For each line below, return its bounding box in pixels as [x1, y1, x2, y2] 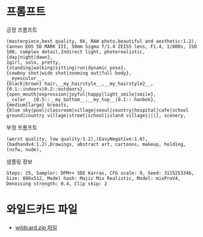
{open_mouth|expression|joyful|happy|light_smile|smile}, [6, 91, 156, 97]
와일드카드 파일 [6, 203, 78, 216]
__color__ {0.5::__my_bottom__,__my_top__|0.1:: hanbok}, [6, 96, 156, 102]
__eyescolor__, [6, 75, 45, 81]
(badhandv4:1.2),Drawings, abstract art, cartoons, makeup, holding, [6, 141, 187, 147]
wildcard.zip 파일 [15, 224, 58, 231]
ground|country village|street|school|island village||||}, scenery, [6, 112, 187, 118]
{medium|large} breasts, [6, 102, 69, 108]
